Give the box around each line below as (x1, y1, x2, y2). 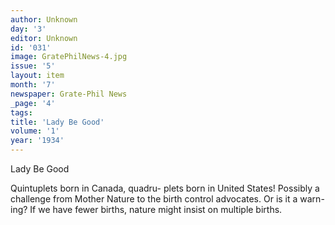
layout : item (10, 71, 65, 81)
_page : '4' (10, 98, 56, 108)
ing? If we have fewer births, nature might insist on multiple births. (10, 204, 283, 215)
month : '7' (10, 80, 56, 90)
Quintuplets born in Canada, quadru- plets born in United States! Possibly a (10, 182, 320, 194)
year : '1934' (10, 136, 65, 146)
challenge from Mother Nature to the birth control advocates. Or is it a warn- (10, 193, 325, 205)
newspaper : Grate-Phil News (10, 89, 128, 99)
